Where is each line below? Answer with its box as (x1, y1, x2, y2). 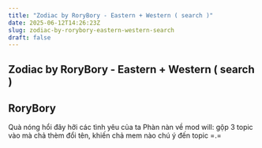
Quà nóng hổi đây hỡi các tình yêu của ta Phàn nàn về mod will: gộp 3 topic (8, 123, 254, 132)
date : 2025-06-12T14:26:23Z (8, 19, 101, 27)
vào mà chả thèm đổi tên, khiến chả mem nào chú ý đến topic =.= (8, 131, 222, 140)
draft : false (8, 33, 51, 42)
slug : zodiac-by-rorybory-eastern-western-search (8, 26, 175, 34)
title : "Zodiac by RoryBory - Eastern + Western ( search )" (8, 11, 214, 20)
